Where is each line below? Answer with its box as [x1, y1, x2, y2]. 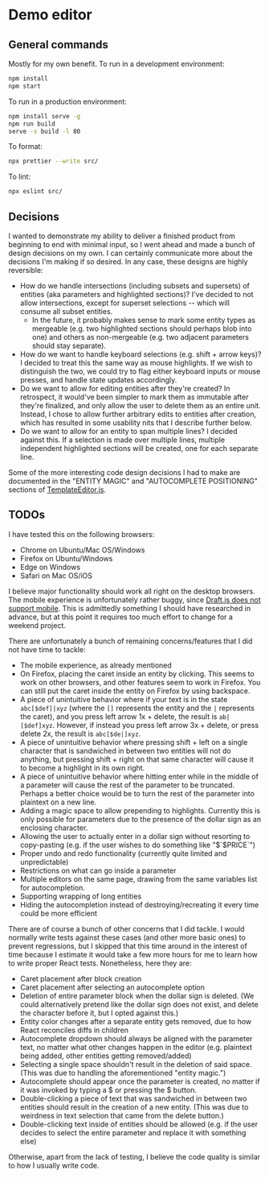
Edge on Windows [19, 562, 81, 572]
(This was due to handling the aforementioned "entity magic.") [19, 1068, 226, 1077]
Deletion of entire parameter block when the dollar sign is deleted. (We [19, 990, 255, 1000]
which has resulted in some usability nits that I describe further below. [19, 417, 252, 428]
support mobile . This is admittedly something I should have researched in [8, 603, 251, 613]
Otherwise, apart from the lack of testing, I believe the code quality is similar [8, 1151, 261, 1161]
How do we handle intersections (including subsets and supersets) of [19, 280, 251, 291]
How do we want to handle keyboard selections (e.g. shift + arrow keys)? [19, 349, 262, 359]
